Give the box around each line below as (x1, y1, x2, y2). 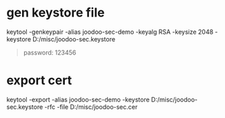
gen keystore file (6, 5, 105, 21)
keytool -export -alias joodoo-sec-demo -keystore (6, 95, 150, 104)
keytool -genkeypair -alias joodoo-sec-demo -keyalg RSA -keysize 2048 (6, 28, 214, 36)
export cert (6, 72, 72, 88)
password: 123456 (23, 48, 77, 57)
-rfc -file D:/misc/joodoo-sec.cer (44, 102, 138, 111)
